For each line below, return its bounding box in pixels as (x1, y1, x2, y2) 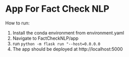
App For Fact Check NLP (5, 3, 110, 15)
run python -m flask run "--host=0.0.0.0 (12, 40, 101, 46)
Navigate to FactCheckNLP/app (12, 35, 79, 41)
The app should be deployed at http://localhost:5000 (12, 46, 123, 52)
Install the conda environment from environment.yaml (12, 30, 124, 36)
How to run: (5, 20, 30, 26)
